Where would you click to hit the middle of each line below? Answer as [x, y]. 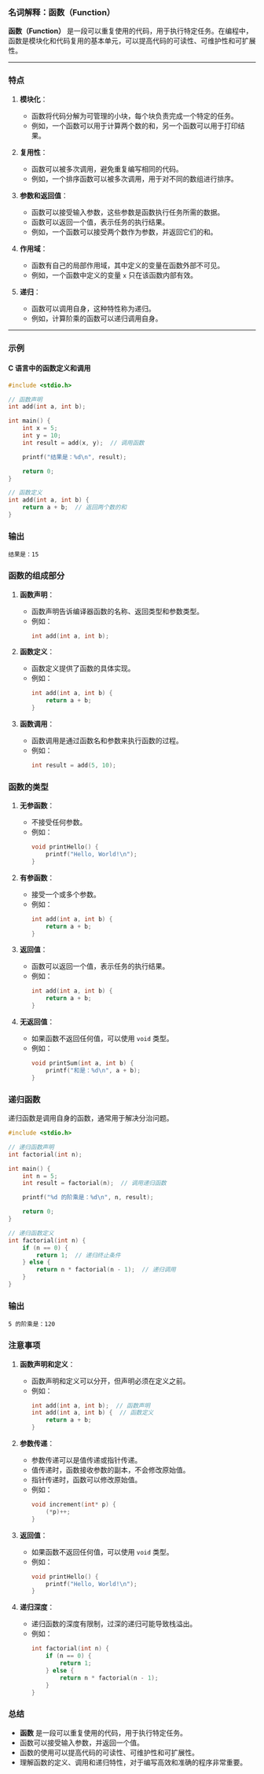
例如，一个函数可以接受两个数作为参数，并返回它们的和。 [124, 232]
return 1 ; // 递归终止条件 [79, 1255]
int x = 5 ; [40, 429]
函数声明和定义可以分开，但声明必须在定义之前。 [110, 1381]
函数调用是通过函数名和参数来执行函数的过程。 [107, 741]
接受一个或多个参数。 [66, 894]
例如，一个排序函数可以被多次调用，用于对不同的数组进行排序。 [134, 179]
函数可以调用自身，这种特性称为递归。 [93, 308]
